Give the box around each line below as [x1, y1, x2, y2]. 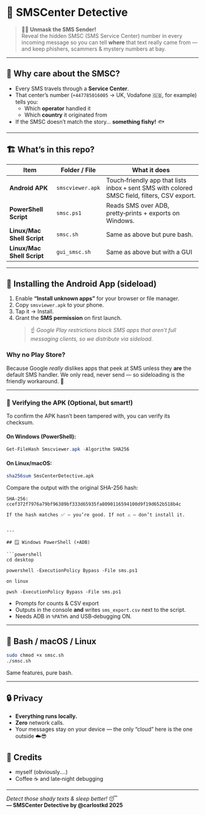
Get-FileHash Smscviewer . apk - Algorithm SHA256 [6, 446, 130, 452]
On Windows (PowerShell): [6, 433, 76, 440]
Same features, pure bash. [6, 668, 73, 676]
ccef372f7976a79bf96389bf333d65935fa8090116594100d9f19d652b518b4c [6, 501, 182, 507]
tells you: [15, 98, 38, 106]
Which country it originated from [24, 111, 108, 118]
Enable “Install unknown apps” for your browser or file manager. [15, 295, 180, 302]
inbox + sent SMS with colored [106, 183, 193, 192]
